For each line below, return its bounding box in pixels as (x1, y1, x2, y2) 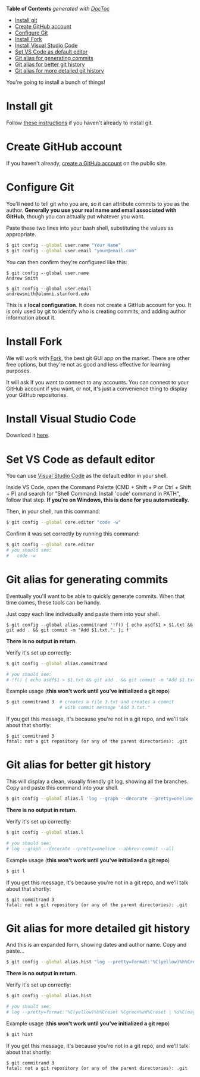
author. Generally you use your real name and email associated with (6, 206, 177, 214)
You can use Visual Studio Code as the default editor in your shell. (6, 472, 168, 480)
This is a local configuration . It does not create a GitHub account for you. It (6, 301, 192, 308)
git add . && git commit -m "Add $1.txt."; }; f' (6, 627, 132, 633)
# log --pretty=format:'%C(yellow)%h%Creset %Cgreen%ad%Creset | (6, 1009, 171, 1015)
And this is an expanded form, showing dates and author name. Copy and (6, 941, 187, 948)
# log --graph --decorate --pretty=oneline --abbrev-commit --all (6, 846, 174, 851)
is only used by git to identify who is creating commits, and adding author (6, 308, 186, 315)
